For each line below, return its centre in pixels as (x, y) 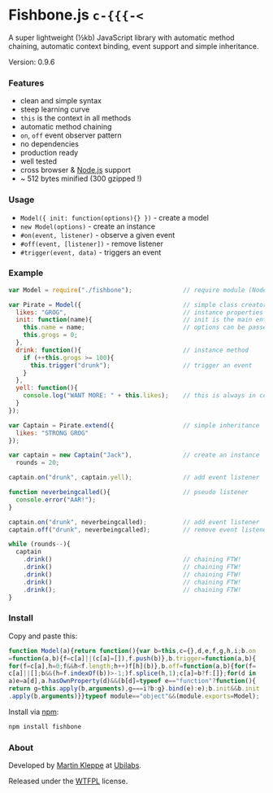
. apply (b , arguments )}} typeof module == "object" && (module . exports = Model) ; (134, 696)
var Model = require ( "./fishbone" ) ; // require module (127, 290)
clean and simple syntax (61, 101)
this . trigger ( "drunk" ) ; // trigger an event (141, 365)
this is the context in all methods (76, 118)
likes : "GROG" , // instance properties (140, 312)
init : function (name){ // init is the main (134, 320)
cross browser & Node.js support (76, 170)
